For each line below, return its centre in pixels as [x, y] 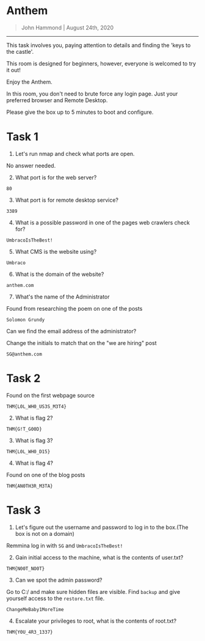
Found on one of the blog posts [46, 475]
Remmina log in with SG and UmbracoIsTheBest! [65, 546]
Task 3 [23, 510]
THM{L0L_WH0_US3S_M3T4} [37, 406]
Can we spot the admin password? [59, 580]
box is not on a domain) [45, 533]
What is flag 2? [34, 418]
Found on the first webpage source [50, 395]
